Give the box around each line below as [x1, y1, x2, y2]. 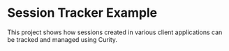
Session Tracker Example [7, 5, 158, 21]
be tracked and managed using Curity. [7, 35, 117, 43]
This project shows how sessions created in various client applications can [7, 28, 223, 36]
